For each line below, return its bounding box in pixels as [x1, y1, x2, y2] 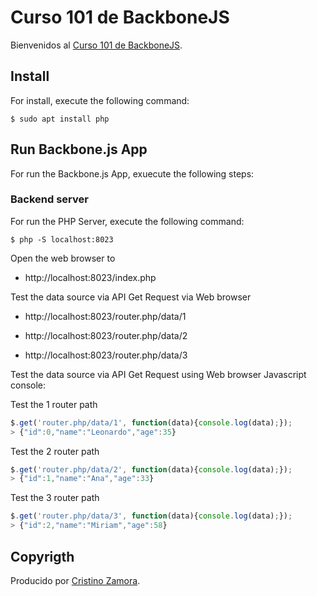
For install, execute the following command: [10, 94, 190, 106]
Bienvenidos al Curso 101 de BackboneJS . [10, 39, 183, 51]
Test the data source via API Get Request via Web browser [10, 291, 252, 303]
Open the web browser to [10, 252, 116, 264]
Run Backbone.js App [10, 141, 148, 158]
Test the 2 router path [10, 445, 100, 457]
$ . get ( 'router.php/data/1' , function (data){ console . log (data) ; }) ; [10, 417, 293, 428]
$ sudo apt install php [10, 114, 110, 124]
